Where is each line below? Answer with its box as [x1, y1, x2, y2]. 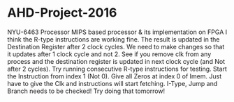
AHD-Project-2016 [7, 5, 117, 21]
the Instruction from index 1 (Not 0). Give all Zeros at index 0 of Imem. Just [7, 71, 222, 80]
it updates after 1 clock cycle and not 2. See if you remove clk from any [7, 50, 212, 58]
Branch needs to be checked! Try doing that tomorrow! [7, 87, 166, 95]
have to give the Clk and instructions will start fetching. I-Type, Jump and [7, 79, 218, 87]
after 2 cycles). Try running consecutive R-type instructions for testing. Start [7, 65, 227, 73]
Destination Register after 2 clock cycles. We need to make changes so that [7, 42, 225, 51]
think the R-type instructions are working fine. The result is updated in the [7, 35, 220, 43]
